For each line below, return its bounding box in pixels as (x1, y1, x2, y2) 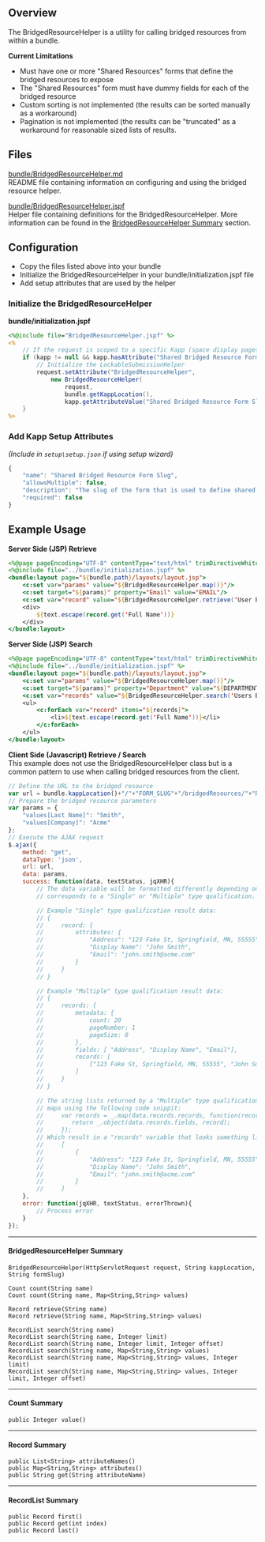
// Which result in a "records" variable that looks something (36, 1133, 248, 1141)
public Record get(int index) (8, 1520, 108, 1528)
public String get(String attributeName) (8, 1472, 147, 1480)
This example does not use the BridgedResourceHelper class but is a (8, 758, 233, 767)
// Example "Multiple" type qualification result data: (36, 987, 224, 995)
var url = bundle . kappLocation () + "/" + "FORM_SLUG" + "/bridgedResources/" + (8, 790, 252, 797)
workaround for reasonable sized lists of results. (19, 125, 177, 134)
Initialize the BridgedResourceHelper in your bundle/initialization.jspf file (19, 270, 255, 280)
